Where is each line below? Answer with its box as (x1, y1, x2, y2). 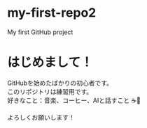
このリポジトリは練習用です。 (7, 87, 93, 95)
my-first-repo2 (7, 5, 97, 21)
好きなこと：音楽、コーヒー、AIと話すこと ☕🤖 (7, 96, 141, 104)
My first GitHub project (7, 28, 73, 36)
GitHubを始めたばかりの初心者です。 (7, 79, 113, 87)
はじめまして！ (7, 54, 93, 70)
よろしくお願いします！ (7, 113, 75, 121)
